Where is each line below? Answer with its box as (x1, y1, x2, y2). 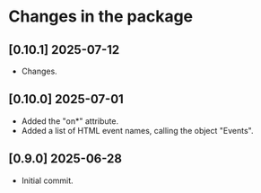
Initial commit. (21, 175, 74, 186)
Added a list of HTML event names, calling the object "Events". (21, 125, 254, 136)
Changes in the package (8, 6, 194, 27)
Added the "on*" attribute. (21, 115, 118, 127)
